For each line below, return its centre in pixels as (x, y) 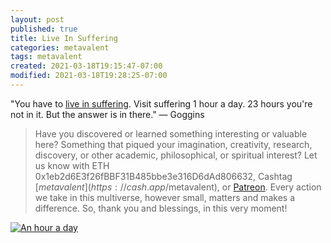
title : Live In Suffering (64, 38)
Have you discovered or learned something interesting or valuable (171, 133)
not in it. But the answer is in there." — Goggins (107, 114)
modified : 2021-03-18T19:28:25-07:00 (89, 76)
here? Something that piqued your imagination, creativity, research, (173, 144)
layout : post (37, 19)
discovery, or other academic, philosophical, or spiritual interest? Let (176, 155)
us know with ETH (72, 165)
